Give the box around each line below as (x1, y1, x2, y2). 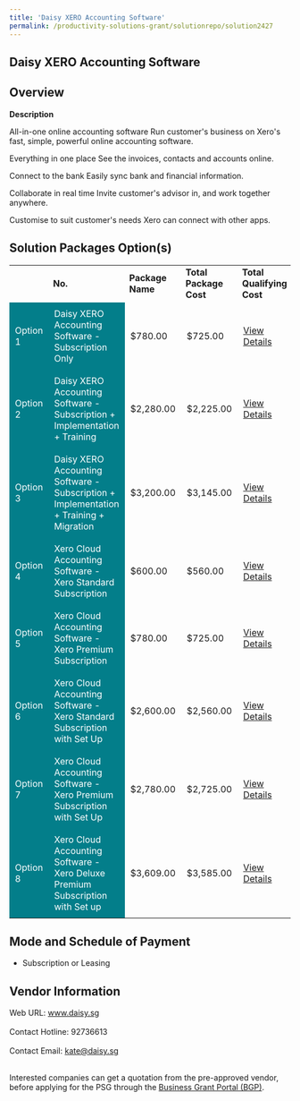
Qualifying (241, 277, 287, 289)
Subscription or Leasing (21, 958, 111, 969)
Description (9, 108, 54, 119)
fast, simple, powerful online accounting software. (9, 135, 194, 146)
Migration (54, 520, 95, 533)
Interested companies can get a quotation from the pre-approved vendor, (9, 1072, 279, 1083)
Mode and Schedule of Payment (9, 934, 191, 949)
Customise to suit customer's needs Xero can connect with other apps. (9, 214, 271, 225)
